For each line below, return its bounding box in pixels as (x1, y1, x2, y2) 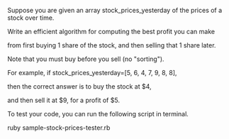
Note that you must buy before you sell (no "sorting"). (7, 55, 164, 63)
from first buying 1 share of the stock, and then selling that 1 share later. (7, 41, 216, 49)
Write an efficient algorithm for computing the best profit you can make (7, 28, 215, 35)
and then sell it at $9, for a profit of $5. (7, 96, 121, 104)
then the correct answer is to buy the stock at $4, (7, 82, 152, 91)
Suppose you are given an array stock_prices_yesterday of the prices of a (7, 6, 223, 14)
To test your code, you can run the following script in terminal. (7, 110, 189, 118)
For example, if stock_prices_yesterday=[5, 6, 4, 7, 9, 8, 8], (7, 69, 177, 77)
